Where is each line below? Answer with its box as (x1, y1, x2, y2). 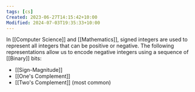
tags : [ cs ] (6, 8, 33, 15)
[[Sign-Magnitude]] (14, 66, 63, 74)
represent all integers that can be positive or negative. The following (6, 42, 175, 49)
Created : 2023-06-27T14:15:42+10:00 (6, 14, 97, 20)
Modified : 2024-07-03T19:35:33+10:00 (6, 20, 100, 26)
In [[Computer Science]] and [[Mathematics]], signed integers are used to (6, 36, 188, 43)
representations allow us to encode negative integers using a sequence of (6, 49, 189, 56)
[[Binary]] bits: (6, 55, 42, 62)
